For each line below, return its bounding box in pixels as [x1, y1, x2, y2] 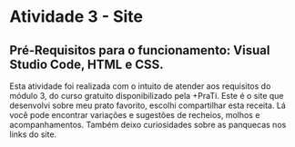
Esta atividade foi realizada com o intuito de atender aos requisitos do [9, 81, 271, 92]
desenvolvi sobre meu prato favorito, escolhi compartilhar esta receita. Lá [9, 100, 287, 111]
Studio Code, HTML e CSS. [9, 56, 164, 72]
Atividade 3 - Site [9, 6, 144, 27]
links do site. [9, 129, 57, 140]
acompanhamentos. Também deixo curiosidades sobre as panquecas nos [9, 120, 287, 130]
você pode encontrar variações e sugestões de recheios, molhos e [9, 110, 260, 120]
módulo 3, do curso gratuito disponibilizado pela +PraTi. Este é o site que [9, 91, 284, 101]
